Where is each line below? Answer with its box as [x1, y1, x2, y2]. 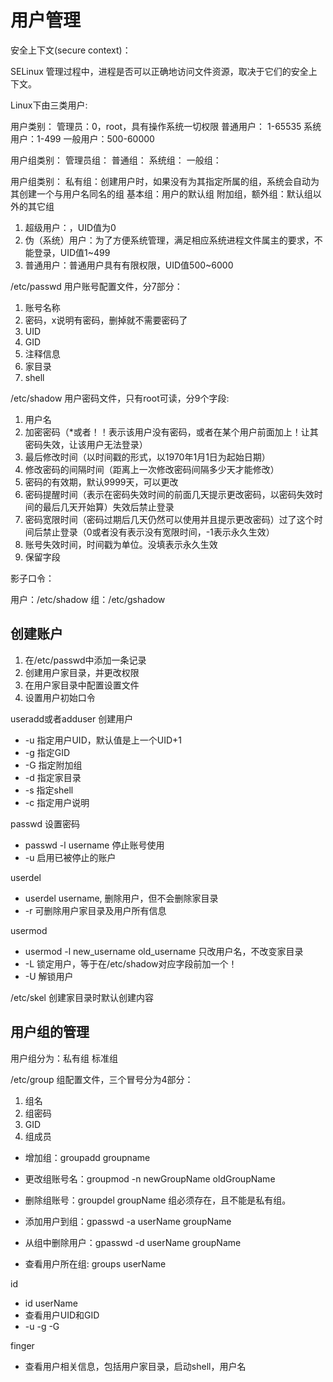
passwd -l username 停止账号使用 [24, 839, 165, 851]
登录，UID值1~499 [33, 246, 111, 258]
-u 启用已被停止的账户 [24, 851, 117, 863]
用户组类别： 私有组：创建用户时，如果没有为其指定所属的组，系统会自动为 [10, 175, 320, 187]
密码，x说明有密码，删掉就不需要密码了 [24, 314, 188, 326]
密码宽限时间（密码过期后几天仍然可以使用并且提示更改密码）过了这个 [24, 513, 315, 525]
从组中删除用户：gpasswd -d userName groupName [24, 1236, 242, 1248]
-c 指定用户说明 [24, 796, 90, 808]
